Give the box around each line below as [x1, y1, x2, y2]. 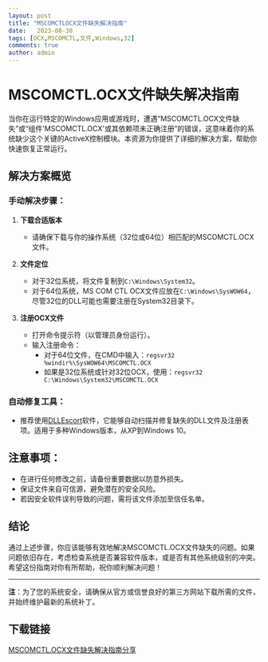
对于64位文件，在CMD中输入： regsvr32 [43, 349, 175, 360]
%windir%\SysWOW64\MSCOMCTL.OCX [43, 359, 152, 367]
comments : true [8, 42, 59, 50]
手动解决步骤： [8, 195, 66, 206]
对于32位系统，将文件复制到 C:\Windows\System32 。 [31, 276, 199, 285]
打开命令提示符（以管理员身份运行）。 [31, 329, 155, 340]
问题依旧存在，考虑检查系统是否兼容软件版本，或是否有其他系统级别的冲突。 [8, 552, 260, 562]
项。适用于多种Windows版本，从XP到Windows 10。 [19, 425, 191, 435]
